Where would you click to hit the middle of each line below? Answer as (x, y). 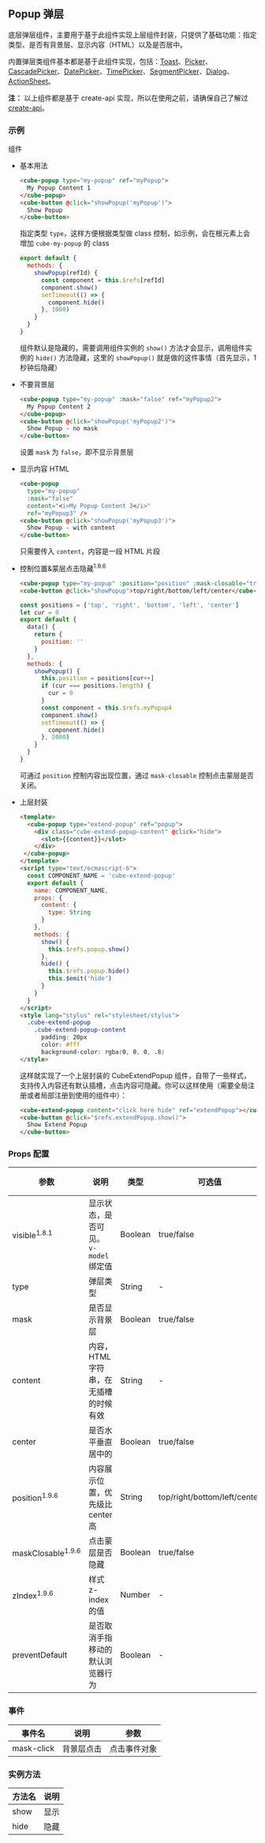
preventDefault (40, 1655)
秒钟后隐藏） (40, 367)
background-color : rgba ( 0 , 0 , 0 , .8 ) (103, 1052)
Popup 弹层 (36, 14)
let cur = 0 (39, 612)
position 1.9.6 (35, 1497)
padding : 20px (64, 1037)
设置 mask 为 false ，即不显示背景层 (77, 452)
